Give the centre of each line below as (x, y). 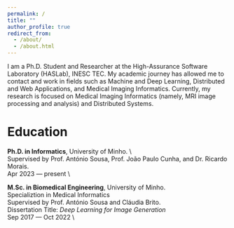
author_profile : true (39, 27)
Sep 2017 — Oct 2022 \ (41, 217)
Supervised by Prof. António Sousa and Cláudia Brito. (84, 202)
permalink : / (26, 14)
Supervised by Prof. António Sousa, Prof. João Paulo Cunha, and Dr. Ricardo (117, 159)
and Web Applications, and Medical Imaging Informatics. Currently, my (109, 89)
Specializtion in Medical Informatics (58, 194)
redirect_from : (29, 33)
